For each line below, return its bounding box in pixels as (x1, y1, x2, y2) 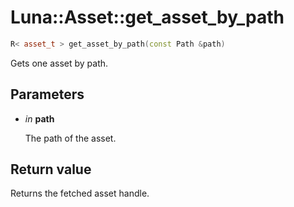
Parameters (10, 86, 85, 103)
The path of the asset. (24, 132, 117, 144)
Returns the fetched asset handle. (10, 187, 150, 200)
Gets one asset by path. (10, 57, 109, 69)
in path (24, 112, 55, 125)
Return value (10, 161, 92, 178)
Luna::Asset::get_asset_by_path (10, 6, 285, 29)
